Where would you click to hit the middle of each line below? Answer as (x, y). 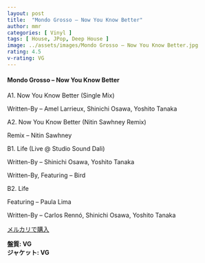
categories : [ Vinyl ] (40, 33)
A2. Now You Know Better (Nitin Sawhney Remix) (77, 122)
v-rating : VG (26, 58)
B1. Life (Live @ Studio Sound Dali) (56, 148)
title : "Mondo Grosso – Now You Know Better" (75, 20)
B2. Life (18, 188)
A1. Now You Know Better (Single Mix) (61, 95)
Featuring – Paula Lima (39, 202)
